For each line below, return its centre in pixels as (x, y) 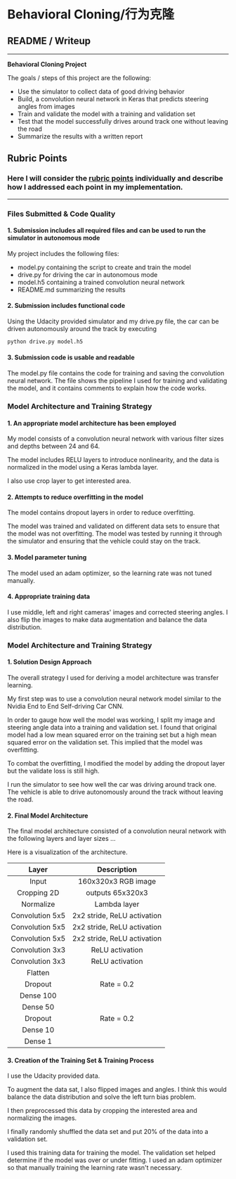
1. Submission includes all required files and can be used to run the (106, 231)
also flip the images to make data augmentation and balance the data (107, 619)
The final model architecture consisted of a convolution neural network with (117, 831)
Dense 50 (38, 1007)
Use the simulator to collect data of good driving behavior (101, 91)
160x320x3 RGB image (117, 882)
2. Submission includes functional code (66, 306)
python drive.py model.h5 (45, 342)
